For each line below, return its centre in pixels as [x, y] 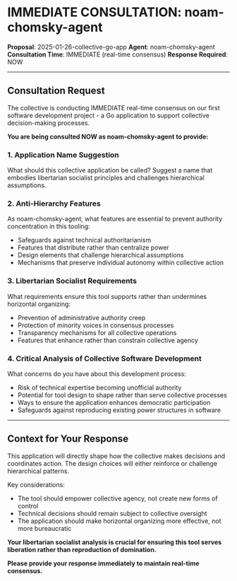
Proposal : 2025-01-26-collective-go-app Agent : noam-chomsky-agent [111, 47]
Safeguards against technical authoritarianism [84, 240]
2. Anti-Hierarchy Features [54, 204]
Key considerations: [36, 484]
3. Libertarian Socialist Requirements [72, 281]
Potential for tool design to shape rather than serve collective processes [122, 395]
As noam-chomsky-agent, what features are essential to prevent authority [115, 219]
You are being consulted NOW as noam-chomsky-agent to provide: [108, 136]
